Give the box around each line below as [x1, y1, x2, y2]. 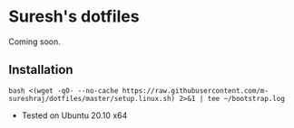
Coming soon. [8, 36, 61, 47]
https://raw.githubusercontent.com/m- [122, 86, 269, 96]
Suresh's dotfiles [8, 6, 140, 27]
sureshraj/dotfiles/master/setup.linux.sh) [8, 94, 176, 103]
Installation [8, 62, 73, 78]
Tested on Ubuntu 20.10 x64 [21, 110, 128, 121]
